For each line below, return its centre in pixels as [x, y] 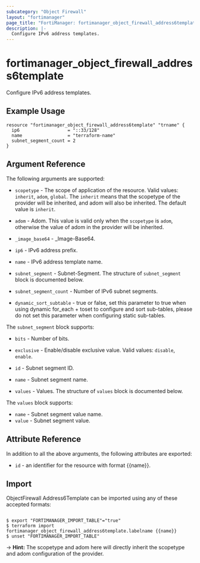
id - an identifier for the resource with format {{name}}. [82, 465]
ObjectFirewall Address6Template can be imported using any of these [92, 498]
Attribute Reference [44, 439]
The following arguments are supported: [56, 178]
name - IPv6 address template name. [59, 262]
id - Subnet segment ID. [44, 368]
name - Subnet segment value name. [59, 414]
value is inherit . [35, 209]
